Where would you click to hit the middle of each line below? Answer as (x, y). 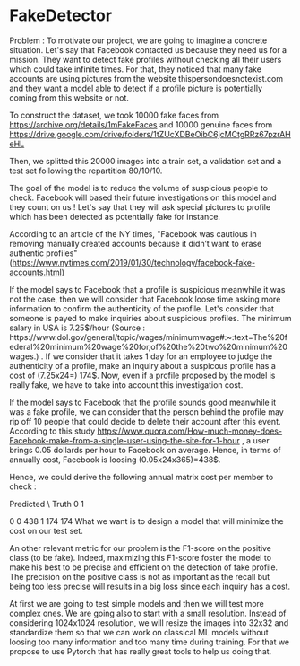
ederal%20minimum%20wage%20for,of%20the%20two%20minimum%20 (149, 346)
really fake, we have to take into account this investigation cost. (126, 385)
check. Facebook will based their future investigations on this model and (143, 197)
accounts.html (36, 272)
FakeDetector (61, 16)
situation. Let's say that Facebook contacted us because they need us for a (148, 49)
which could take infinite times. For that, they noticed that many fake (136, 69)
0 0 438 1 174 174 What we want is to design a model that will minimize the (146, 521)
